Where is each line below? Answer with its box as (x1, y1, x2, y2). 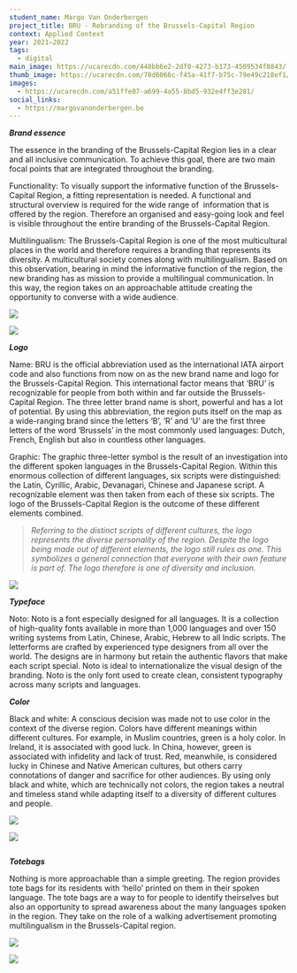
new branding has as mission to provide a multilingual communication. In (9, 273, 274, 284)
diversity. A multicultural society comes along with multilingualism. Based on (9, 254, 288, 265)
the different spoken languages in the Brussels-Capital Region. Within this (9, 461, 278, 471)
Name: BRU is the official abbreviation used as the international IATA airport (9, 359, 285, 370)
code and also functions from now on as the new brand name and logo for (9, 369, 280, 379)
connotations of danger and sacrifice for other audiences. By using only (9, 770, 271, 781)
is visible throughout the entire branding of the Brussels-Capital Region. (9, 218, 270, 229)
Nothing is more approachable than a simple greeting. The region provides (9, 873, 281, 885)
